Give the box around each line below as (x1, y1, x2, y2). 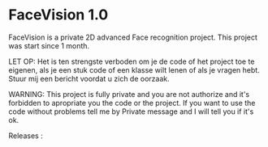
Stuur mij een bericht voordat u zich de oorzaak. (8, 73, 170, 83)
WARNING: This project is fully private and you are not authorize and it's (8, 89, 250, 99)
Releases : (8, 131, 43, 141)
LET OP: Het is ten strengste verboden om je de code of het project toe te (8, 57, 255, 66)
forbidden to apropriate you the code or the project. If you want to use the (8, 98, 256, 107)
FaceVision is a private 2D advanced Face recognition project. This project (8, 32, 258, 42)
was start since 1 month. (8, 40, 90, 50)
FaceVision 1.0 (8, 6, 109, 24)
